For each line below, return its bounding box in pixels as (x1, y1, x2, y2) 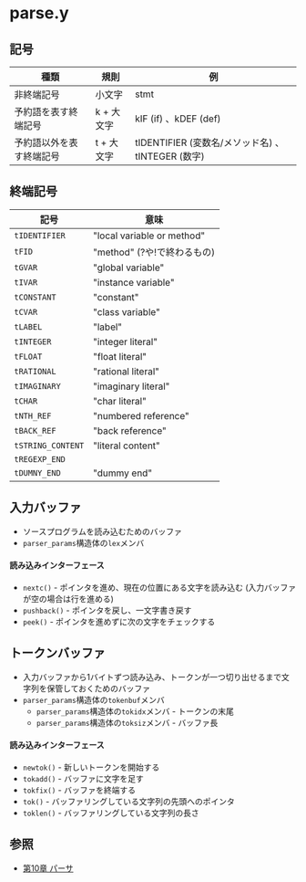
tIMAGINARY (14, 381, 61, 391)
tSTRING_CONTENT (14, 440, 85, 450)
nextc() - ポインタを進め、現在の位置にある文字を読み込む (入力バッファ (22, 582, 297, 593)
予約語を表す (14, 106, 70, 118)
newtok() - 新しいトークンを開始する (22, 761, 160, 772)
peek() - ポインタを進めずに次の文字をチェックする (22, 615, 216, 627)
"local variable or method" (92, 229, 206, 242)
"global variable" (92, 261, 165, 274)
